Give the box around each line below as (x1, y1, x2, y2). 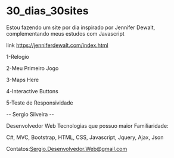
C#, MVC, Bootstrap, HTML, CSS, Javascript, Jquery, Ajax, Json (6, 134, 164, 141)
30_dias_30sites (6, 4, 89, 18)
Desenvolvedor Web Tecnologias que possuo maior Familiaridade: (6, 122, 169, 129)
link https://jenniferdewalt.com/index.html (6, 42, 108, 49)
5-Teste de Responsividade (6, 99, 73, 106)
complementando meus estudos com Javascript (6, 30, 125, 37)
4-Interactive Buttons (6, 87, 58, 94)
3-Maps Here (6, 76, 39, 83)
